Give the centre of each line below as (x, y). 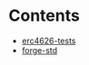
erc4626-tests (49, 41)
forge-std (40, 50)
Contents (44, 16)
